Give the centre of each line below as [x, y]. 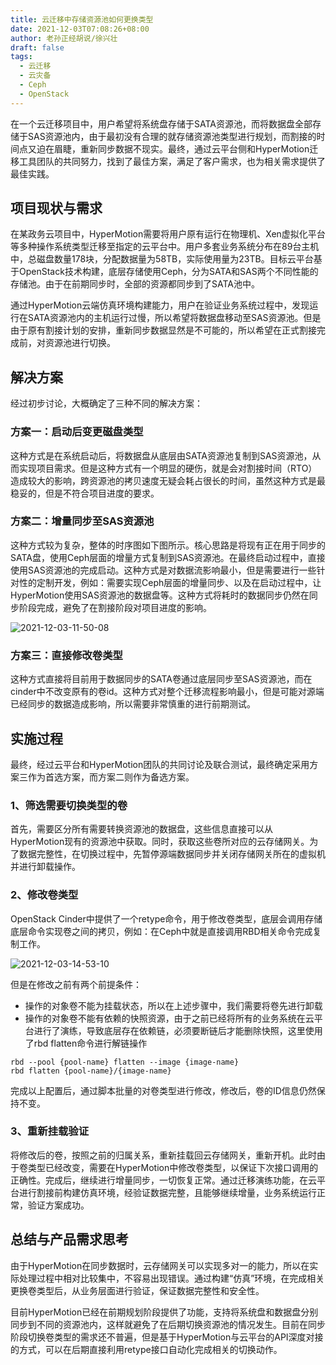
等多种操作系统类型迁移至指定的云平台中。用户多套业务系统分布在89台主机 [165, 247]
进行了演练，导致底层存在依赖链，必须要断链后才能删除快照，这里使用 [178, 1030]
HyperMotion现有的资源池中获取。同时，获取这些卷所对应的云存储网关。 [160, 842]
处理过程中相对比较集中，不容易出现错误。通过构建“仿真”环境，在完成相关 [171, 1278]
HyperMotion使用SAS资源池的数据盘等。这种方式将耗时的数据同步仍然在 [160, 595]
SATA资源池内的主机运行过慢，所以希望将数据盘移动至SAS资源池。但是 [174, 318]
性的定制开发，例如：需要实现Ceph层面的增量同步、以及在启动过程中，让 [170, 582]
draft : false [37, 47]
